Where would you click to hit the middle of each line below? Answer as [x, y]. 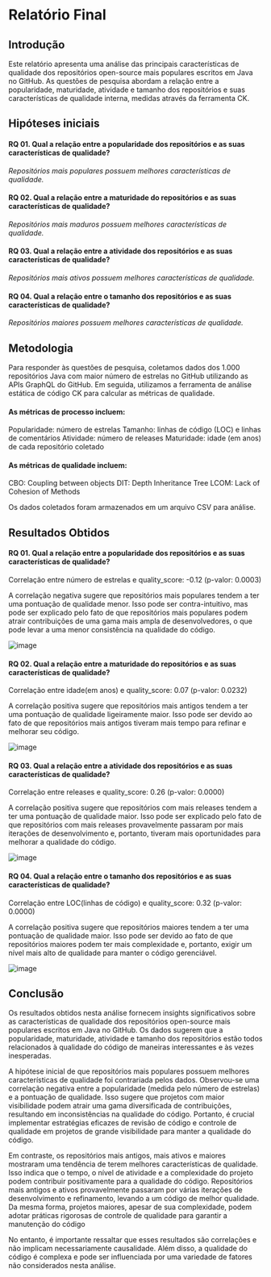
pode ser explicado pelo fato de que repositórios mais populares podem [128, 613]
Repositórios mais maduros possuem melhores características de [118, 224]
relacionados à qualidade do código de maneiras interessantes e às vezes [131, 1047]
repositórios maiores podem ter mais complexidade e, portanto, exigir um [130, 944]
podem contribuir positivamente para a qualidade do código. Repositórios [131, 1181]
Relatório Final [57, 15]
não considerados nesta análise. [62, 1266]
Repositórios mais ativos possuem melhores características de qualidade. [132, 278]
